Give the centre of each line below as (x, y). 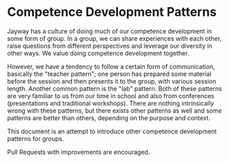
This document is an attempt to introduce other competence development (112, 131)
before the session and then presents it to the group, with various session (112, 81)
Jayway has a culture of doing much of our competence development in (110, 31)
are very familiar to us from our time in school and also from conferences (111, 96)
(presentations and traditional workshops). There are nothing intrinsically (111, 103)
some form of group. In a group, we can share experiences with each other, (114, 38)
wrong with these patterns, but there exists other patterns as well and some (114, 111)
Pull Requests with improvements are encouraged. (79, 152)
